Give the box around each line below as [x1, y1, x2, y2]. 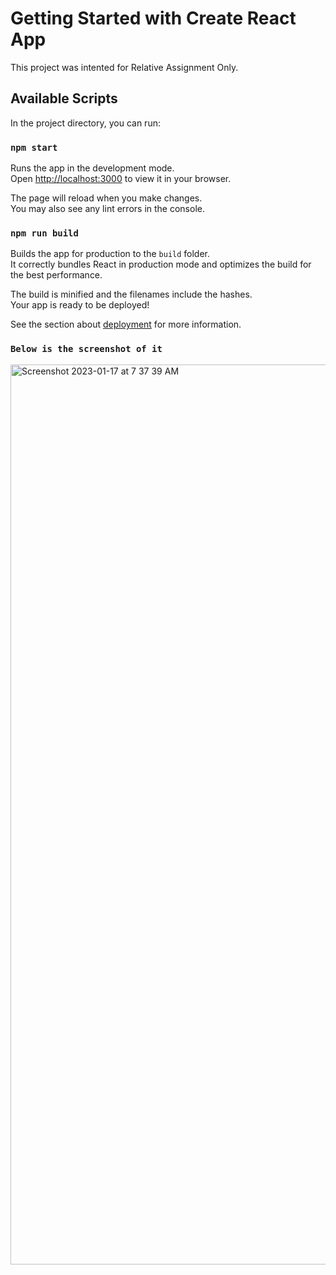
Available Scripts [10, 90, 118, 107]
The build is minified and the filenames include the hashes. [10, 288, 253, 301]
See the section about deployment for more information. [10, 318, 242, 331]
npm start [10, 142, 58, 153]
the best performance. [10, 269, 103, 281]
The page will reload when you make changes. [10, 192, 203, 204]
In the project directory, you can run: [10, 117, 161, 129]
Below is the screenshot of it [10, 343, 163, 355]
